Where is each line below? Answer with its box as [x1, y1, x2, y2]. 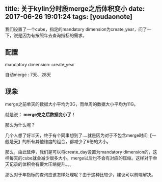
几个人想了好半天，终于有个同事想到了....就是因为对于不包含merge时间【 [5, 132, 152, 138]
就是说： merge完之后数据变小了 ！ [5, 112, 76, 118]
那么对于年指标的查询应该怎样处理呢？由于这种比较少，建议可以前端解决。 [5, 172, 156, 178]
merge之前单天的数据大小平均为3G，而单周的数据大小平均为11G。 [5, 101, 138, 107]
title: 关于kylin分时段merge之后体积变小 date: [5, 4, 145, 13]
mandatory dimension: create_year [5, 61, 75, 67]
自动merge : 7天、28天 [5, 72, 52, 78]
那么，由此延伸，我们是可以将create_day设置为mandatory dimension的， [5, 149, 153, 155]
